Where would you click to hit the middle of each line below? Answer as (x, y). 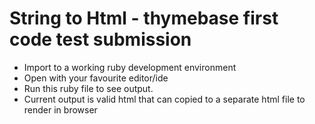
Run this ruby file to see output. (88, 88)
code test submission (100, 39)
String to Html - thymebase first (144, 18)
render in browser (60, 109)
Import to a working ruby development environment (130, 67)
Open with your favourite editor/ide (96, 78)
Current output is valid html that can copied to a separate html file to (164, 99)
